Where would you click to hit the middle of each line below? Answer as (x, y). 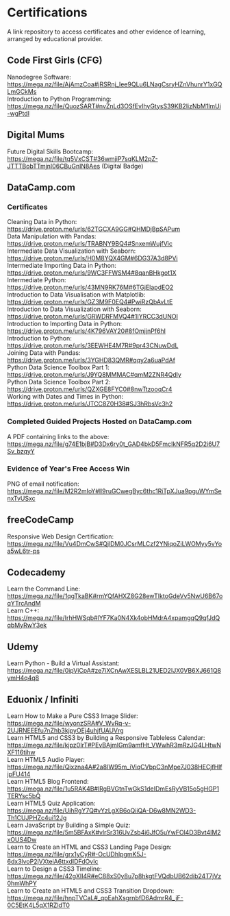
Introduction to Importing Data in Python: (65, 324)
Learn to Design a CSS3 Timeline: (55, 869)
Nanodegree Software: (39, 77)
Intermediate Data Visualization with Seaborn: (72, 251)
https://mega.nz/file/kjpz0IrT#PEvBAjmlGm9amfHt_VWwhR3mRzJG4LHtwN (114, 745)
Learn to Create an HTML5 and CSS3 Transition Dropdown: (91, 891)
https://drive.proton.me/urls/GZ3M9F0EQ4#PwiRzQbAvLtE (90, 302)
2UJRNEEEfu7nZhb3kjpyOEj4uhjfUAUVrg (66, 730)
